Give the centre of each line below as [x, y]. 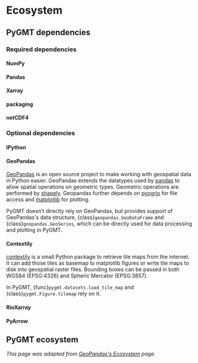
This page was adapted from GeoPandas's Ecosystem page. [81, 354]
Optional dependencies [41, 133]
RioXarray [19, 307]
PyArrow [17, 321]
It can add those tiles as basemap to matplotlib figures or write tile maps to [98, 263]
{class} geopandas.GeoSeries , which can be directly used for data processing [99, 224]
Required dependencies [41, 49]
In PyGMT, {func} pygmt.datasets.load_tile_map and [70, 287]
